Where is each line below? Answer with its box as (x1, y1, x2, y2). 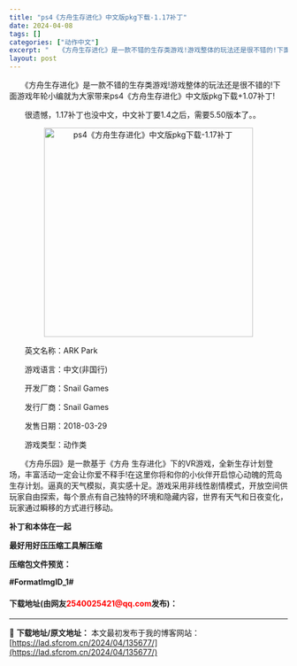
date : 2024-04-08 (9, 21, 73, 30)
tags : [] (9, 29, 42, 38)
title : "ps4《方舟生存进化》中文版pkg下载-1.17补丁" (9, 12, 187, 22)
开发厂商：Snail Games (24, 383, 109, 393)
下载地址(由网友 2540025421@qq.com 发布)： (9, 598, 179, 608)
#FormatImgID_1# (9, 577, 74, 587)
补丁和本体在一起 (9, 522, 72, 531)
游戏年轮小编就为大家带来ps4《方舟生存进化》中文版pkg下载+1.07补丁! (16, 90, 276, 101)
